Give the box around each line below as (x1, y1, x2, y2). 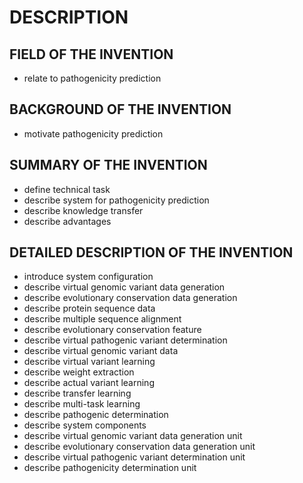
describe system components (23, 419, 147, 431)
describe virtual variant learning (23, 356, 156, 368)
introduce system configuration (23, 271, 154, 283)
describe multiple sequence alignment (23, 313, 182, 325)
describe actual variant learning (23, 377, 155, 389)
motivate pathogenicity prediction (23, 127, 164, 140)
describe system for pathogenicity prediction (23, 194, 210, 206)
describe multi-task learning (23, 398, 141, 410)
